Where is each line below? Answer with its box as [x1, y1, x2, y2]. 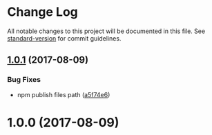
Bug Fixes [7, 75, 41, 85]
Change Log [7, 4, 78, 20]
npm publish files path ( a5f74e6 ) [17, 90, 110, 98]
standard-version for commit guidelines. [7, 34, 122, 42]
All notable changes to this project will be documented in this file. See [7, 27, 206, 35]
